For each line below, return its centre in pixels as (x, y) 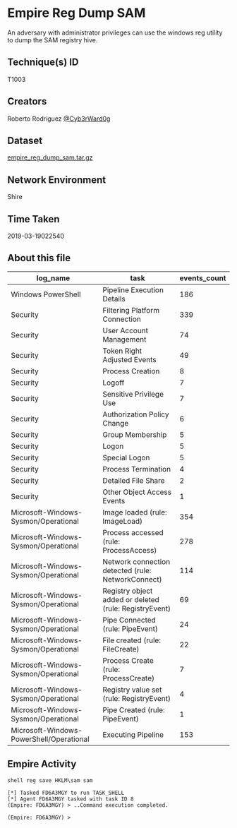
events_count (203, 278)
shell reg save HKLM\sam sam (50, 780)
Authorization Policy (135, 414)
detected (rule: (127, 570)
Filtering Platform (131, 310)
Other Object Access (136, 492)
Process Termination (136, 469)
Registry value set (132, 690)
